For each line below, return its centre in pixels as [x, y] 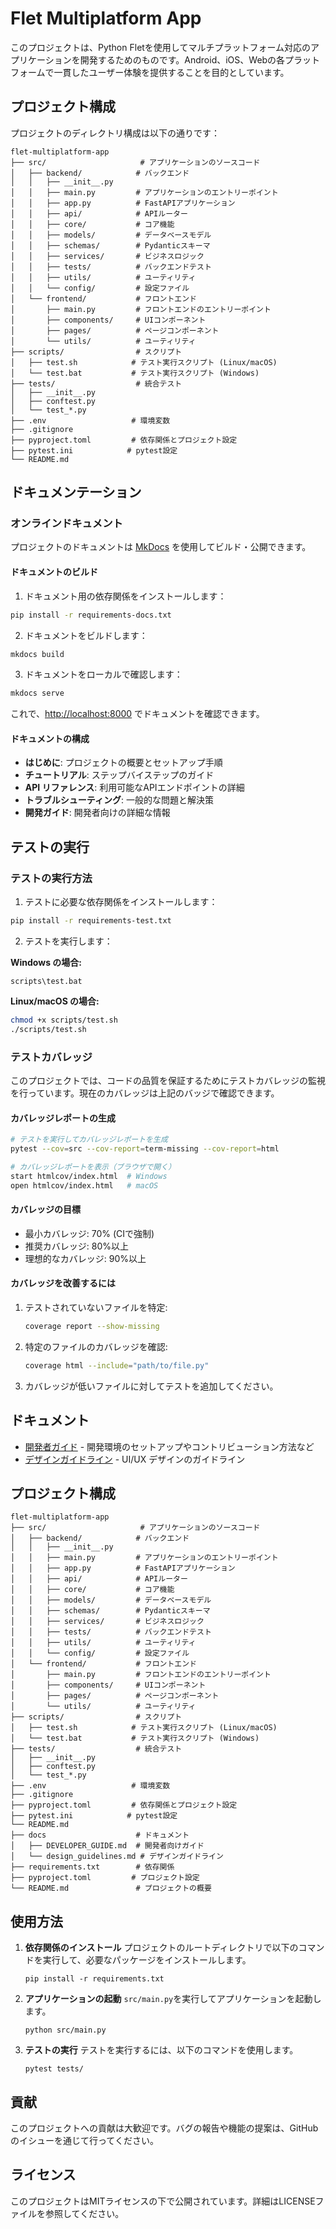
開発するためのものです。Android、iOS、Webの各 [182, 59]
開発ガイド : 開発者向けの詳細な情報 [97, 813]
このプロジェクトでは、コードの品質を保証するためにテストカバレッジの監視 [168, 1081]
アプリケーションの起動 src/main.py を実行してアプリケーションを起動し [173, 1999]
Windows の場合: [46, 963]
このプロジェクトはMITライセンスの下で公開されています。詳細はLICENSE [163, 2201]
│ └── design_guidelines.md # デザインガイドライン [117, 1857]
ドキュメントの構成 [50, 738]
